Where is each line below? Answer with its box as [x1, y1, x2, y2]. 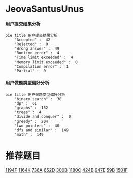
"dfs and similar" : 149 [14, 127, 69, 133]
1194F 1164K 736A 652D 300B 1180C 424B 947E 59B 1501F [5, 167, 128, 173]
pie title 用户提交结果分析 [5, 33, 58, 38]
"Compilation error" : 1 [14, 64, 69, 69]
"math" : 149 [14, 132, 44, 137]
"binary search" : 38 [14, 96, 62, 101]
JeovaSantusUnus [5, 3, 84, 15]
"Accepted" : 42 [14, 37, 51, 43]
